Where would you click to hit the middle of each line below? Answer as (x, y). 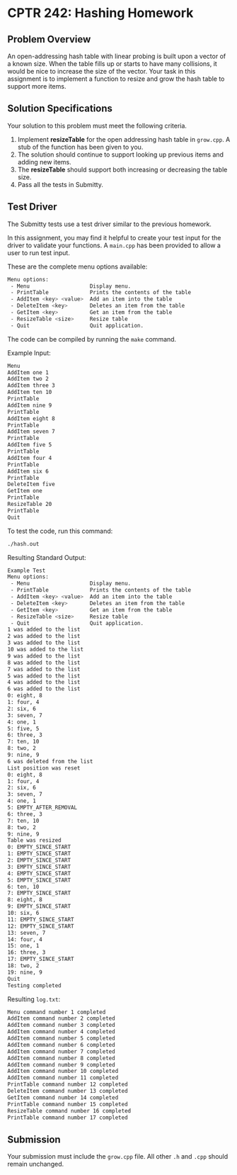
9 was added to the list (44, 656)
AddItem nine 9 (30, 405)
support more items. (37, 86)
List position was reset (44, 768)
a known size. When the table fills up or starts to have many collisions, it (112, 64)
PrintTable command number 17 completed (68, 1118)
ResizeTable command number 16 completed (69, 1111)
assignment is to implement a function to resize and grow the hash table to (116, 79)
